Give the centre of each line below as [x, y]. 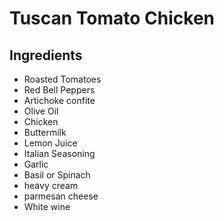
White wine [47, 206]
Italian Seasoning [59, 153]
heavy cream [51, 185]
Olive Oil [41, 111]
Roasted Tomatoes [62, 79]
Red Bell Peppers [59, 90]
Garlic [36, 164]
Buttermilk [45, 132]
